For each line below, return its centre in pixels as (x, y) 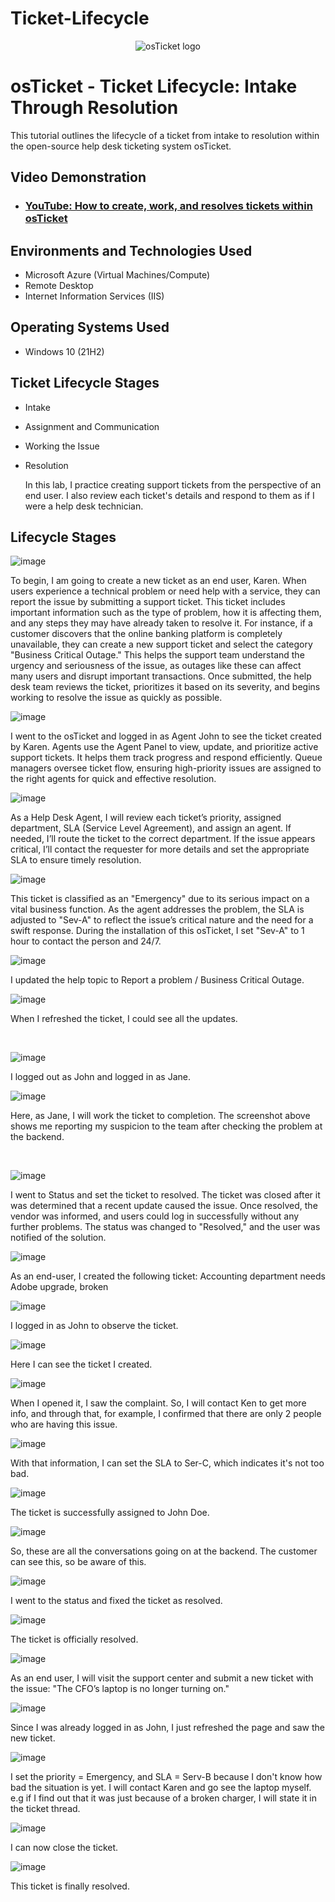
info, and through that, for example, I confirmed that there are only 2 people (166, 1414)
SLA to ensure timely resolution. (76, 860)
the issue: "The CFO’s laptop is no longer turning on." (120, 1689)
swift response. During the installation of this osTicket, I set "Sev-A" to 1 (157, 931)
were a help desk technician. (84, 506)
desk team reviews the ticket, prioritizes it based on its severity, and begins (165, 687)
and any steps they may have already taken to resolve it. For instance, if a (161, 623)
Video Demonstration (78, 177)
